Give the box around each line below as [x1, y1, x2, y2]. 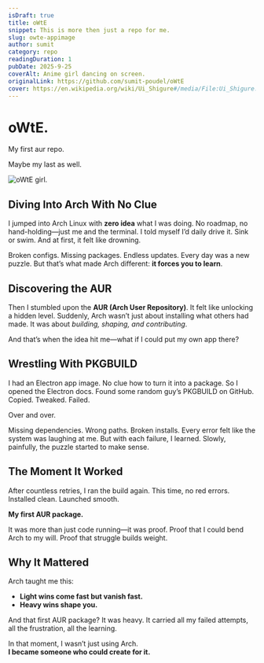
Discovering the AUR [8, 282, 112, 295]
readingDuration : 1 [8, 56, 72, 64]
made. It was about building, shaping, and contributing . [8, 319, 188, 329]
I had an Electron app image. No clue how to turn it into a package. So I [8, 378, 238, 388]
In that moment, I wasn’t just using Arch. [8, 639, 139, 649]
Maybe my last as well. [8, 160, 82, 169]
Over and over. [8, 410, 57, 419]
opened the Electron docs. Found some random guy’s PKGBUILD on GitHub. [8, 386, 254, 396]
